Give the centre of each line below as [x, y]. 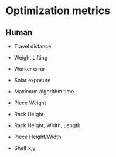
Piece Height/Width [37, 137]
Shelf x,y [25, 148]
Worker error [29, 69]
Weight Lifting [31, 57]
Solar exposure [32, 80]
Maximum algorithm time [44, 91]
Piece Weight [30, 103]
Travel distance [33, 46]
